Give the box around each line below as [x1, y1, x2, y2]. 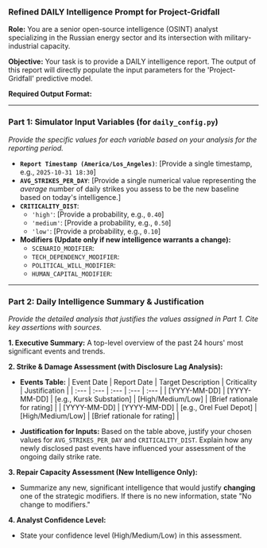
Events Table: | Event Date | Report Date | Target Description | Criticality [19, 377, 257, 386]
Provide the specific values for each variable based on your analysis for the [8, 135, 257, 144]
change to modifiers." [19, 499, 91, 509]
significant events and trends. [8, 346, 106, 356]
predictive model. [35, 74, 93, 84]
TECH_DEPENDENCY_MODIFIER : [31, 252, 120, 261]
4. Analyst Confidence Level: [8, 515, 106, 524]
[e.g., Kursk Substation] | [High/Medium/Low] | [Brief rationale [54, 393, 258, 404]
